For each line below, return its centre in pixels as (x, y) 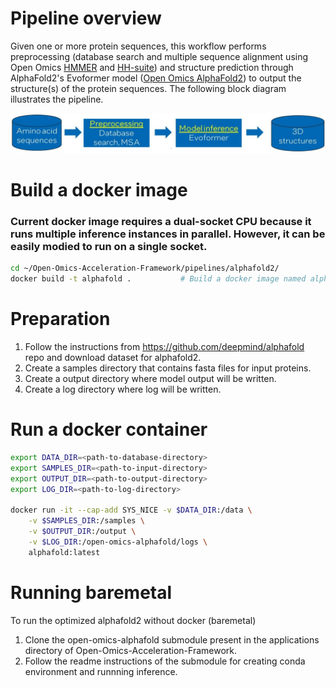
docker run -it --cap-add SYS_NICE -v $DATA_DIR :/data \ (131, 510)
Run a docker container (109, 429)
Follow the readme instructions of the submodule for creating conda (165, 661)
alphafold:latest (64, 552)
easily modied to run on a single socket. (109, 247)
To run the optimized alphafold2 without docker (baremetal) (133, 620)
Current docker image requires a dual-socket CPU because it (161, 222)
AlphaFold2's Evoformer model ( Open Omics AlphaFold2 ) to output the (156, 78)
